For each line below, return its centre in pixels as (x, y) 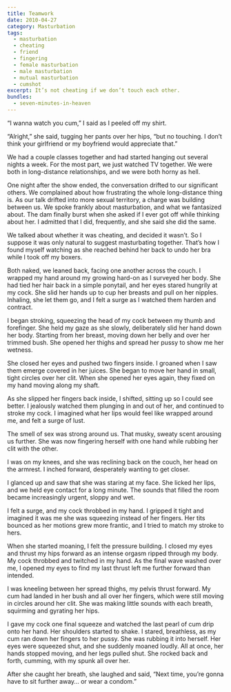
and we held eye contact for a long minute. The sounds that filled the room (113, 490)
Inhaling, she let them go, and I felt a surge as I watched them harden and (112, 299)
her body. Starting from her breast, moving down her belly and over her (109, 335)
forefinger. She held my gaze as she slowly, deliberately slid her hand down (114, 328)
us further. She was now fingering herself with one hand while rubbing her (113, 441)
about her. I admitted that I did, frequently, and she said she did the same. (112, 221)
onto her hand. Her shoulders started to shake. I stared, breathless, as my (112, 631)
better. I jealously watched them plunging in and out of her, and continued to (115, 406)
